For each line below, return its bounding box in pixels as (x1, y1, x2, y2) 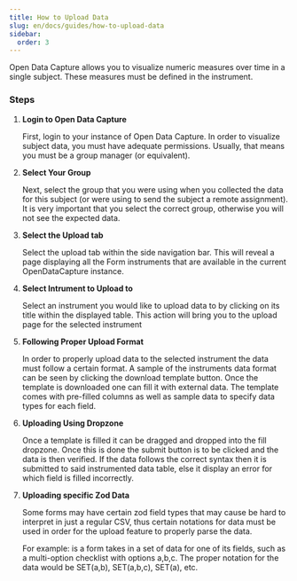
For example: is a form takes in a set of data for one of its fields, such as (21, 543, 286, 554)
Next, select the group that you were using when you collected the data (21, 184, 284, 195)
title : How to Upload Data (9, 12, 109, 22)
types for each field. (21, 400, 97, 411)
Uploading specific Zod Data (21, 490, 130, 500)
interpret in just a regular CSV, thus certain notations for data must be (21, 516, 277, 527)
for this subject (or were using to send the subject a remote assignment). (21, 193, 288, 204)
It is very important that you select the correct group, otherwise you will (21, 203, 284, 214)
